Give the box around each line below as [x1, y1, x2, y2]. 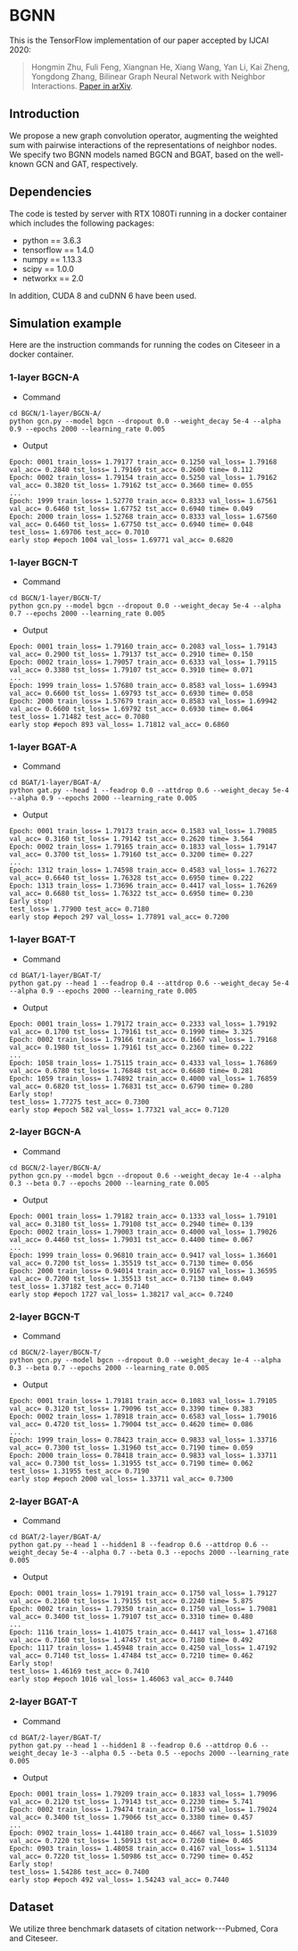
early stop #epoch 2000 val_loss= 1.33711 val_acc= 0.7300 [9, 1475, 234, 1484]
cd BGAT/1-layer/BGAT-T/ [9, 971, 102, 980]
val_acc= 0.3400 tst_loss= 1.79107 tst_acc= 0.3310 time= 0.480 [9, 1612, 253, 1622]
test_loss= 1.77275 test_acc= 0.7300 [9, 1097, 150, 1106]
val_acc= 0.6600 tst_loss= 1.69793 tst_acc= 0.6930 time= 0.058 [9, 689, 253, 698]
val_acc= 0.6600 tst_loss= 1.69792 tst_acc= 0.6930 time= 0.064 [9, 704, 253, 714]
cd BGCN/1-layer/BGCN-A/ [9, 409, 102, 417]
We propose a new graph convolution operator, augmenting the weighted [9, 130, 278, 141]
